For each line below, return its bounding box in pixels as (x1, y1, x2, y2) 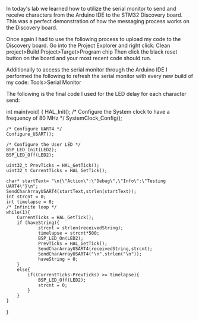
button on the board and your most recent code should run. (6, 55, 151, 61)
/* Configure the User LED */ (6, 142, 81, 148)
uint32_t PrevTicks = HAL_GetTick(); (6, 163, 100, 169)
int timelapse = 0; (6, 199, 55, 205)
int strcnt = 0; (6, 194, 46, 200)
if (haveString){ (17, 220, 60, 226)
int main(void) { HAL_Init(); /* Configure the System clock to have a (6, 108, 170, 115)
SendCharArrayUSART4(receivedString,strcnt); (37, 246, 153, 252)
